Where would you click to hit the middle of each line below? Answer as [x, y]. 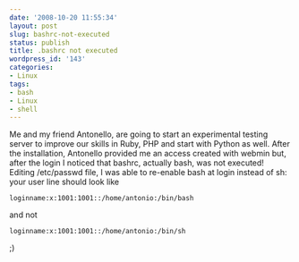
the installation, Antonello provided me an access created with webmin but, [148, 154]
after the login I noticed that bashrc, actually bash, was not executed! [137, 163]
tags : [19, 84]
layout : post [34, 26]
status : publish [39, 42]
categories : [31, 68]
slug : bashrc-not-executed [60, 34]
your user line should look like [64, 182]
